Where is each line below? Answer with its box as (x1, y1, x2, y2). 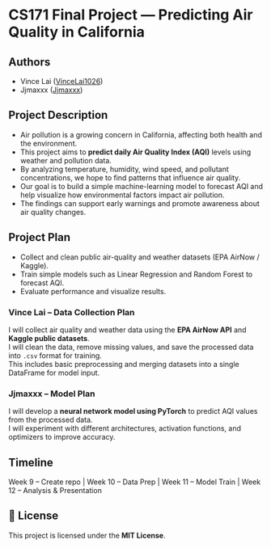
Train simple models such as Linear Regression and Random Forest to (19, 269, 253, 279)
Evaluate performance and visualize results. (19, 286, 167, 296)
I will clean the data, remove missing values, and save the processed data (8, 342, 254, 352)
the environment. (19, 138, 78, 148)
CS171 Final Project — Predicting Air (8, 6, 253, 24)
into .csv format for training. (8, 350, 103, 360)
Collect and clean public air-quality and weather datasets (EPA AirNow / (19, 252, 260, 262)
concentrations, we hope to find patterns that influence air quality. (19, 172, 241, 183)
